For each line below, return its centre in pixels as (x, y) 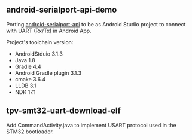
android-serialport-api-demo (62, 10)
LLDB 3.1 (25, 86)
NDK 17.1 (25, 92)
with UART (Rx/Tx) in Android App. (49, 31)
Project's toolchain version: (40, 42)
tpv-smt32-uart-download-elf (64, 111)
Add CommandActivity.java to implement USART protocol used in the (91, 125)
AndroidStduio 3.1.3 (39, 54)
